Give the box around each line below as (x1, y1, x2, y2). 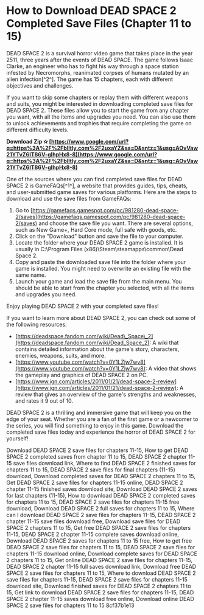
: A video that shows (145, 364, 197, 372)
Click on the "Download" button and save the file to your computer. (15, 232, 184, 240)
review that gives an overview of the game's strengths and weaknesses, (15, 391, 197, 398)
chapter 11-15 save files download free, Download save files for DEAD (6, 518, 181, 525)
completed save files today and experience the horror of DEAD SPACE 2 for (6, 428, 196, 436)
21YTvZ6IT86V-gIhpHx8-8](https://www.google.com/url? (6, 150, 157, 158)
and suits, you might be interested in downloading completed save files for (6, 100, 194, 107)
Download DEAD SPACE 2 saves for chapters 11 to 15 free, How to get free (6, 537, 192, 544)
